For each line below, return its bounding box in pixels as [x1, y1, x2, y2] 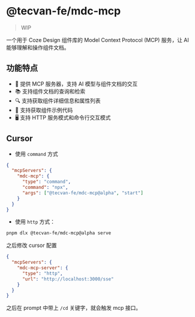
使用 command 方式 [14, 150, 58, 157]
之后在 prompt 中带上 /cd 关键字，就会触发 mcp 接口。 [6, 304, 142, 312]
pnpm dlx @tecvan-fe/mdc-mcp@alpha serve [6, 230, 112, 236]
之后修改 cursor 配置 [6, 241, 57, 249]
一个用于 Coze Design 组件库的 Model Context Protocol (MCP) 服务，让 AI [6, 36, 189, 43]
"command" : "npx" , [22, 185, 68, 191]
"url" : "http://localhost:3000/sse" [22, 276, 114, 282]
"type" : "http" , [22, 270, 63, 276]
